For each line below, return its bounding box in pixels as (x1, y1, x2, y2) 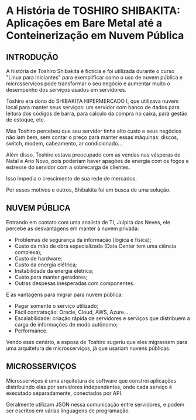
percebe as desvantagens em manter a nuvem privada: (6, 225, 139, 232)
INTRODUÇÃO (6, 52, 59, 62)
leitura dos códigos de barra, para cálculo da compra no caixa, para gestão (6, 110, 188, 117)
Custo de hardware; (14, 255, 63, 262)
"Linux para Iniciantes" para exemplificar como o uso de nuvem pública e (6, 74, 183, 81)
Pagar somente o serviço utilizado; (14, 302, 99, 309)
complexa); (14, 248, 42, 255)
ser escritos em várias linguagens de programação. (6, 407, 130, 414)
